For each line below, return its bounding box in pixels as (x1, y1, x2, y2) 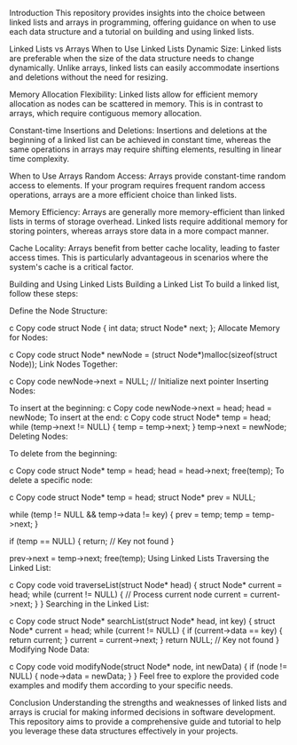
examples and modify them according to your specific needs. (9, 680, 233, 691)
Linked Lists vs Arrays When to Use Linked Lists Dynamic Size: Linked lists (9, 44, 282, 54)
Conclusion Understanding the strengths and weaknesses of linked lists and (9, 697, 287, 708)
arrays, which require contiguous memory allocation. (9, 108, 202, 118)
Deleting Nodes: (9, 431, 68, 441)
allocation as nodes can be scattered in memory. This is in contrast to (9, 99, 263, 109)
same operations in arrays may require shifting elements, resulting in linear (9, 144, 282, 155)
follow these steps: (9, 289, 78, 298)
